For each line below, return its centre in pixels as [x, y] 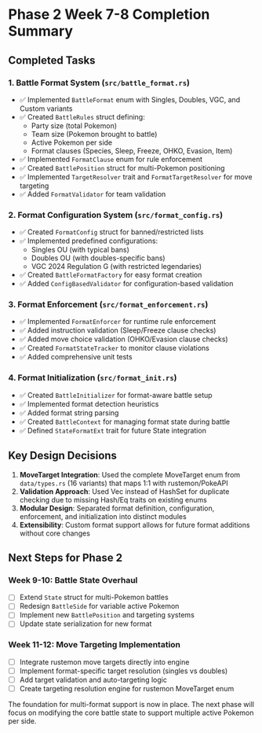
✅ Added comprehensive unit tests [76, 357]
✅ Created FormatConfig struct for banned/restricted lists [111, 232]
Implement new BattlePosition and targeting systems [107, 615]
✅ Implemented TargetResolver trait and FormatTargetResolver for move [136, 177]
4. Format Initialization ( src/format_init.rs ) [93, 378]
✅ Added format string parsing [69, 413]
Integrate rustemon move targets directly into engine [104, 661]
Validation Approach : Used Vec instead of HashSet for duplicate [124, 491]
